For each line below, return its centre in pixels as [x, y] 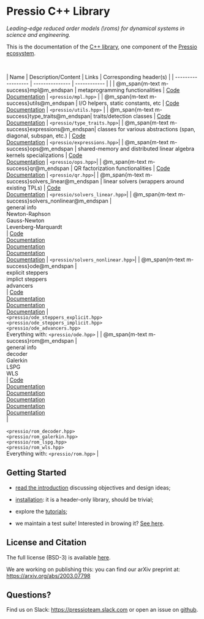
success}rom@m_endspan [40, 340]
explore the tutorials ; [41, 511]
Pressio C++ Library [58, 11]
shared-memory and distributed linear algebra [136, 148]
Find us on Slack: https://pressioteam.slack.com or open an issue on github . [102, 610]
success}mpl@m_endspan [40, 90]
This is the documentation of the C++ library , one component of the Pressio [102, 47]
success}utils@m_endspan [40, 103]
